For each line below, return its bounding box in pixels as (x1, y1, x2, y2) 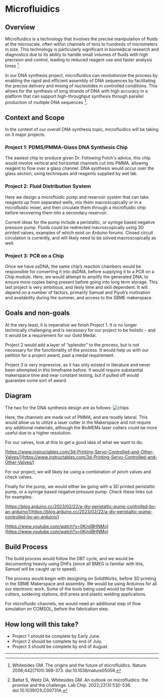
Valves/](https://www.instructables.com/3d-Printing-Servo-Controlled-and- (5, 454, 158, 460)
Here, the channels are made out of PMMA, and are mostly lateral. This (5, 414, 148, 420)
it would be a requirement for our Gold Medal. (5, 332, 97, 338)
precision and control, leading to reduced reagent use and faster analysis (5, 57, 152, 62)
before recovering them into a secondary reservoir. (5, 209, 108, 215)
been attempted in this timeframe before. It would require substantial (5, 367, 143, 373)
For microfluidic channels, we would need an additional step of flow (5, 601, 141, 607)
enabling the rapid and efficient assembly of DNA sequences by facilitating (5, 78, 156, 83)
